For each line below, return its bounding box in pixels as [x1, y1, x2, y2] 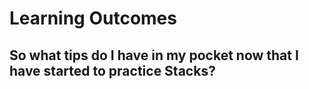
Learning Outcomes [9, 7, 177, 30]
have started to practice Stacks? [9, 62, 216, 79]
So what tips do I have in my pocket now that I [9, 47, 299, 64]
